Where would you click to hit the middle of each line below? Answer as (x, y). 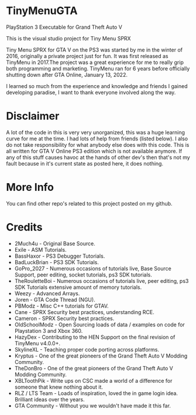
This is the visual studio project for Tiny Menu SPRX (68, 38)
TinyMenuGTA (42, 11)
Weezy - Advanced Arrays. (47, 293)
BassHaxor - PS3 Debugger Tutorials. (60, 256)
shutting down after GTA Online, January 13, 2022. (67, 75)
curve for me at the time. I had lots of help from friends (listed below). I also (97, 139)
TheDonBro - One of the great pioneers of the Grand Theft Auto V (94, 368)
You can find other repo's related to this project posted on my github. (89, 203)
